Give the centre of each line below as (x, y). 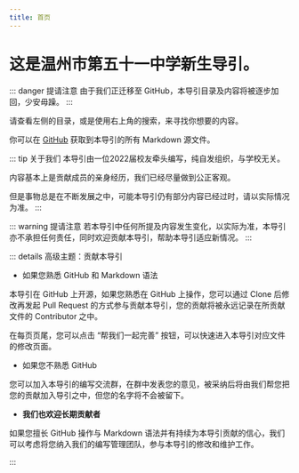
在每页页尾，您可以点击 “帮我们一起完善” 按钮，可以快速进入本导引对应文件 (148, 335)
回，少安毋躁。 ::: (41, 101)
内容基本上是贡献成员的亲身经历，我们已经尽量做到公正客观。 (122, 177)
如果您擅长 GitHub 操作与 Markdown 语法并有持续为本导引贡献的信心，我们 (147, 433)
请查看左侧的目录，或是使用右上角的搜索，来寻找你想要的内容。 (126, 120)
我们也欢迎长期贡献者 (61, 413)
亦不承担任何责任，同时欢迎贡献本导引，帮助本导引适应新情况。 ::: (131, 237)
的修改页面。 (32, 346)
